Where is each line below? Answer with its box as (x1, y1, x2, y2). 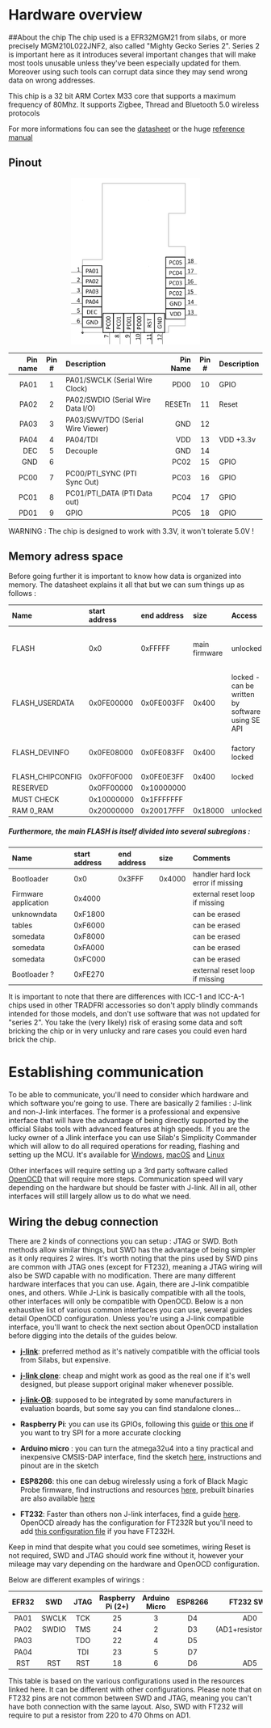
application (11, 898, 49, 907)
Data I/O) (65, 403, 96, 413)
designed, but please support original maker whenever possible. (19, 1379, 234, 1389)
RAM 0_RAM (11, 805, 54, 815)
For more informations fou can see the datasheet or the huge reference (8, 124, 245, 133)
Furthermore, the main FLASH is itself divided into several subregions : (8, 826, 251, 836)
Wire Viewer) (65, 423, 109, 433)
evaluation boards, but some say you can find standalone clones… (19, 1404, 240, 1413)
